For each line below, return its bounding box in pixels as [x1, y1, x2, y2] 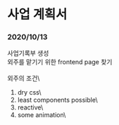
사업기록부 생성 [7, 49, 49, 57]
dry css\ [17, 88, 42, 97]
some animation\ [17, 111, 66, 119]
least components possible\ [17, 96, 98, 105]
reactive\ [17, 103, 44, 112]
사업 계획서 [7, 6, 68, 23]
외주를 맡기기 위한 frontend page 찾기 [7, 58, 113, 66]
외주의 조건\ [7, 74, 40, 83]
